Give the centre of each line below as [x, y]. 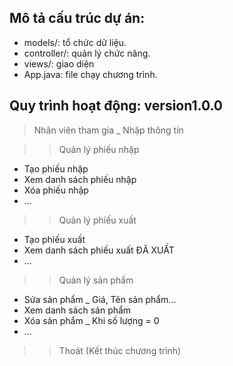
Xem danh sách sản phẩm [77, 310]
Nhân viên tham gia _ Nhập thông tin [108, 130]
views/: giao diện [59, 63]
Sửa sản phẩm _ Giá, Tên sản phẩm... [100, 299]
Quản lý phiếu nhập [99, 149]
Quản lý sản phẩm [96, 280]
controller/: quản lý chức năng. [87, 53]
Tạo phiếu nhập [56, 168]
